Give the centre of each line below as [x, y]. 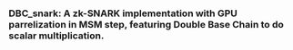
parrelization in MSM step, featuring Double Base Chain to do [146, 24]
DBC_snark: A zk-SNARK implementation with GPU [123, 13]
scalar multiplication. [56, 36]
